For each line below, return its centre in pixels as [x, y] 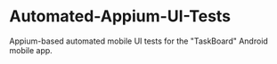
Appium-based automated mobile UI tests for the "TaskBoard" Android [139, 41]
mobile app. [31, 50]
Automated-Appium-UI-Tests [120, 16]
